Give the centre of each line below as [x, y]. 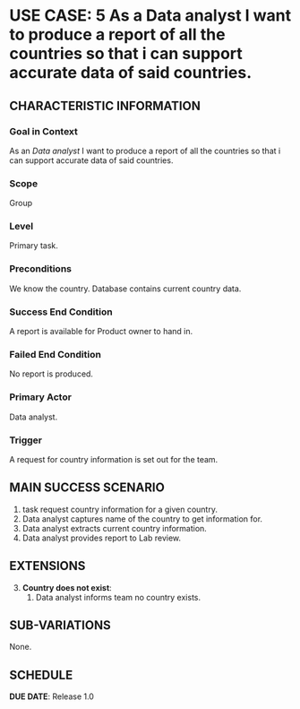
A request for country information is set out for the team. [114, 459]
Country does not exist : [67, 587]
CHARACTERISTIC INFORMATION [105, 105]
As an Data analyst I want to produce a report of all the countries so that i [145, 151]
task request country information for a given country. [120, 509]
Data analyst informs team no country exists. [118, 597]
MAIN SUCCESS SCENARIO [87, 488]
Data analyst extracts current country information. [115, 528]
